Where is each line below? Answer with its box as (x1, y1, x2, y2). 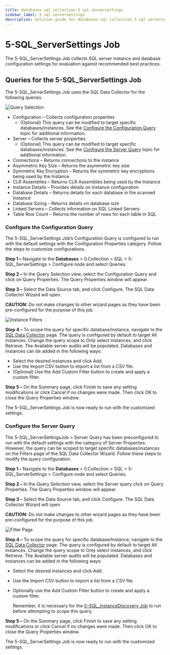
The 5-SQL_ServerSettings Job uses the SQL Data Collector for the (5, 89, 145, 95)
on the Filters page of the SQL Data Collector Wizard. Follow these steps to (5, 450, 162, 457)
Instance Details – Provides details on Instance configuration (12, 184, 139, 190)
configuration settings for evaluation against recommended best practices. (5, 61, 161, 67)
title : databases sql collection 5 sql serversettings (5, 7, 123, 13)
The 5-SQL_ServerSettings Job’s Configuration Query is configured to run (5, 235, 159, 242)
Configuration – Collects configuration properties (12, 114, 115, 120)
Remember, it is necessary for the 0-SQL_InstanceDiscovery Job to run (12, 602, 161, 609)
